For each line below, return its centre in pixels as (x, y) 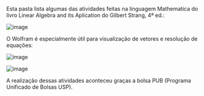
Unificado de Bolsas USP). (40, 87)
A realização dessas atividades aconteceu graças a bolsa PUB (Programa (99, 81)
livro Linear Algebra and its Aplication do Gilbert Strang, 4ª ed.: (86, 15)
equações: (20, 45)
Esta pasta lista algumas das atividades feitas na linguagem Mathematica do (102, 9)
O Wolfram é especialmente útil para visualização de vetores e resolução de (102, 39)
